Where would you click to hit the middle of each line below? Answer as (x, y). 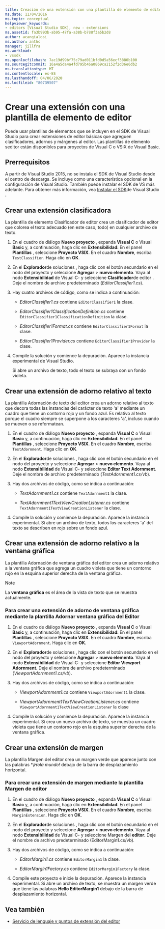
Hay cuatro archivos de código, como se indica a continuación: (76, 292)
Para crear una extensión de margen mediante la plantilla (74, 783)
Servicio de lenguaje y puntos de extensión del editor (66, 921)
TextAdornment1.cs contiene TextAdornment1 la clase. (73, 493)
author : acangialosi (26, 37)
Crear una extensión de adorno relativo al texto (79, 391)
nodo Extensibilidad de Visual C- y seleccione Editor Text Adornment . (84, 469)
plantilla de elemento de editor (68, 117)
